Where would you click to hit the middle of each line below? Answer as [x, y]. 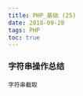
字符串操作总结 [36, 66]
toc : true [24, 37]
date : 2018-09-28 [36, 23]
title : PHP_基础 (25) [42, 15]
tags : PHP [24, 30]
